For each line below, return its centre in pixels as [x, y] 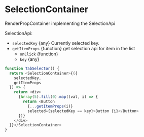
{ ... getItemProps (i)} [50, 106]
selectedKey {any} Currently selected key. [56, 43]
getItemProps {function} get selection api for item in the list [74, 48]
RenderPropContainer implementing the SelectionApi [60, 23]
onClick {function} [39, 54]
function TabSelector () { [32, 68]
